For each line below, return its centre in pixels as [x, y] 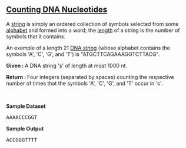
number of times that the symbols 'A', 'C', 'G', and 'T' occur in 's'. [84, 83]
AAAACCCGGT [22, 117]
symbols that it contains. [36, 36]
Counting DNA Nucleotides [57, 10]
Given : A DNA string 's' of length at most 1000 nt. [67, 65]
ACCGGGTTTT [22, 140]
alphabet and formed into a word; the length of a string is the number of [93, 30]
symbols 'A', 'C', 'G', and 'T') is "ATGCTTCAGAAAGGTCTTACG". [83, 54]
